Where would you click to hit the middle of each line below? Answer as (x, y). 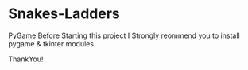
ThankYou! (26, 59)
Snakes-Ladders (64, 14)
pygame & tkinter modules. (52, 43)
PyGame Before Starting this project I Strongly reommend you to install (124, 35)
